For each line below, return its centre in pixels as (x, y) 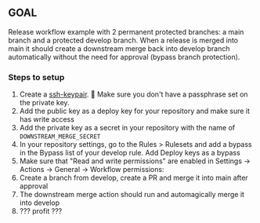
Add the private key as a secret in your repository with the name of (127, 128)
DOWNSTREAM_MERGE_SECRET (60, 137)
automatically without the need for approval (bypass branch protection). (124, 57)
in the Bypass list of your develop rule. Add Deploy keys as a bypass (130, 153)
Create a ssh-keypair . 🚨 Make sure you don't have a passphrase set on (134, 94)
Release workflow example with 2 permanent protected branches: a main (126, 31)
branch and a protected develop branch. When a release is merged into (123, 40)
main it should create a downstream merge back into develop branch (119, 48)
